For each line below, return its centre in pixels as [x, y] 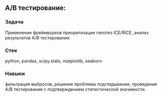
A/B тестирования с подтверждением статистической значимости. [75, 89]
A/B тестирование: [35, 8]
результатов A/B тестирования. [38, 38]
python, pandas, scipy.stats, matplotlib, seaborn [53, 61]
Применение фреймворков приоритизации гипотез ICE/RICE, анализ [77, 32]
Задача [14, 22]
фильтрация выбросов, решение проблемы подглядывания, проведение [81, 84]
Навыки [15, 74]
